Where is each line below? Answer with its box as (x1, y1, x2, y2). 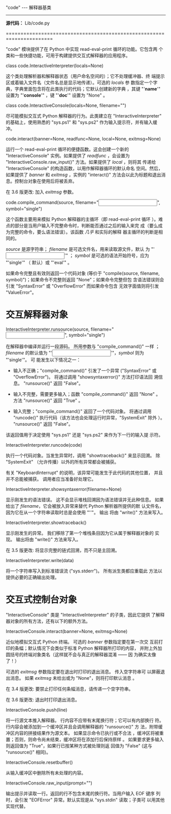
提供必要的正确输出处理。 (6, 574, 59, 580)
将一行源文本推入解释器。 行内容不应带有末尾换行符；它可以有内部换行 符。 (6, 717, 164, 723)
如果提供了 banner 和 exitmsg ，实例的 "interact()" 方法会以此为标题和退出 (6, 172, 161, 178)
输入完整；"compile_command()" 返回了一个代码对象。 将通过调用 (13, 408, 152, 414)
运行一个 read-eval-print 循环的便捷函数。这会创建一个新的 (6, 147, 129, 152)
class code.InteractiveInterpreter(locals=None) (6, 63, 104, 69)
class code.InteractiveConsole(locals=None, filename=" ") (6, 102, 126, 108)
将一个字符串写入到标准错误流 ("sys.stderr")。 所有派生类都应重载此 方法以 (6, 568, 163, 574)
